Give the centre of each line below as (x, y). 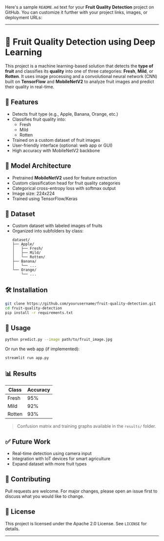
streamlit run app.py (27, 358)
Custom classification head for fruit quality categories (66, 183)
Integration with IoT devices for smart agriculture (61, 459)
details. (12, 529)
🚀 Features (22, 102)
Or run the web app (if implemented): (42, 349)
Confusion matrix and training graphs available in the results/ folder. (86, 426)
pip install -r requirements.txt (39, 313)
